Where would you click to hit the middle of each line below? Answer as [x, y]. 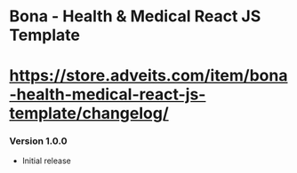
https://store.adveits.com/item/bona [148, 76]
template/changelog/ [89, 114]
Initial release [46, 161]
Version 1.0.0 [38, 141]
